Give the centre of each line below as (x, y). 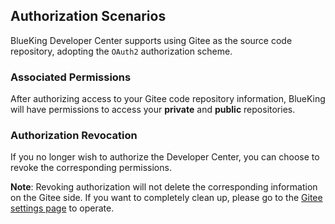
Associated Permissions (71, 77)
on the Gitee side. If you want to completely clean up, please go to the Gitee (166, 198)
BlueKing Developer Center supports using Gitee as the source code (151, 40)
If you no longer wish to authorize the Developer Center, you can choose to (165, 157)
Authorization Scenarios (88, 16)
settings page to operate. (62, 208)
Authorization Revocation (74, 136)
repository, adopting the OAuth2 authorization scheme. (121, 51)
